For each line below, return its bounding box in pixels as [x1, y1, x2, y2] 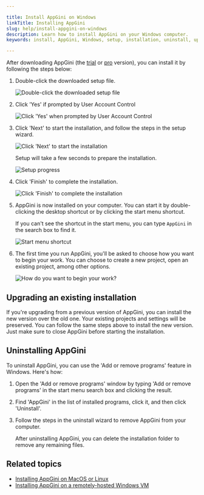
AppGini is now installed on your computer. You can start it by [15, 202, 170, 209]
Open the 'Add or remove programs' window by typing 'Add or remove [15, 380, 191, 387]
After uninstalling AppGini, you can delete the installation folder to [15, 435, 180, 442]
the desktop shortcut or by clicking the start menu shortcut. [36, 208, 185, 216]
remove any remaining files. [15, 441, 85, 448]
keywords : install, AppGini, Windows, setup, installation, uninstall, [6, 37, 191, 43]
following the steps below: [6, 65, 72, 73]
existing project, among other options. [15, 263, 110, 270]
